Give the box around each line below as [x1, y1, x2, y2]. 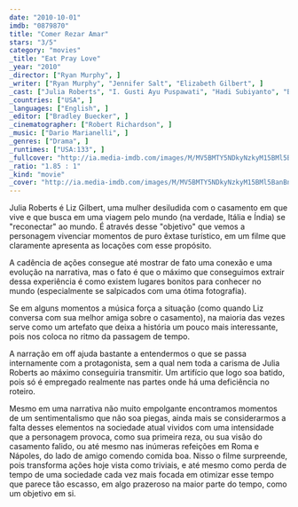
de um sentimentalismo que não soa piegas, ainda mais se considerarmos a [9, 413, 286, 424]
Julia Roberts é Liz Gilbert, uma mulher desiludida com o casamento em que [9, 202, 288, 213]
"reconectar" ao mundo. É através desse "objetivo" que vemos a [9, 221, 246, 232]
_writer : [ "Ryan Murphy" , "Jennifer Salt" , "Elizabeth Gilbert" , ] [9, 79, 264, 88]
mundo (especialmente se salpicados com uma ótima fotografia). [9, 286, 247, 297]
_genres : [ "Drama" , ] [9, 137, 90, 146]
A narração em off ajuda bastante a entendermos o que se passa [9, 348, 247, 360]
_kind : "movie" [9, 170, 66, 178]
